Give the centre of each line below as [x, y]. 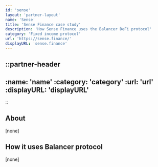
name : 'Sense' [20, 20]
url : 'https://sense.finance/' [39, 39]
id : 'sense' [18, 10]
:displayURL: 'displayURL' [47, 90]
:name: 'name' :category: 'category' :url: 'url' [79, 82]
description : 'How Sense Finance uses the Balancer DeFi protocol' [79, 29]
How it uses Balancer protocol [54, 147]
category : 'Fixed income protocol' [43, 34]
